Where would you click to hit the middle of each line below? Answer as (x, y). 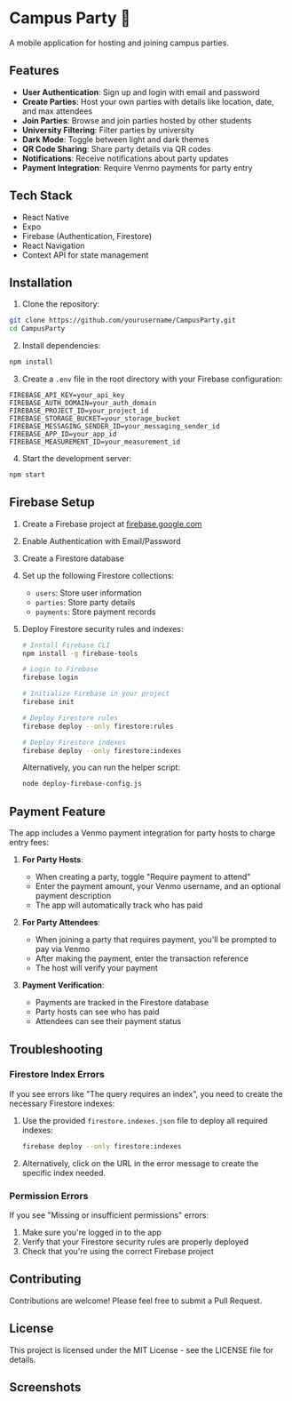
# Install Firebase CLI (66, 645)
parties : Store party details (85, 602)
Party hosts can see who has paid (97, 1012)
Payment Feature (58, 811)
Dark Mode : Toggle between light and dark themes (115, 139)
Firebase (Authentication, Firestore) (87, 236)
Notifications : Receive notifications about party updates (125, 158)
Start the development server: (77, 458)
